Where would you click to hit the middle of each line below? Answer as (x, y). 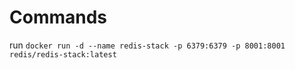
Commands (58, 17)
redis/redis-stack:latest (63, 54)
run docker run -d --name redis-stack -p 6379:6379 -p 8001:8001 (147, 45)
